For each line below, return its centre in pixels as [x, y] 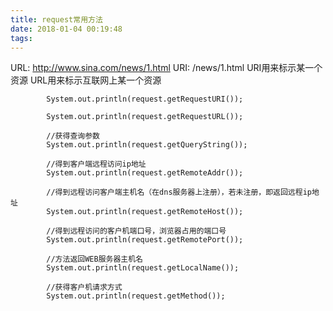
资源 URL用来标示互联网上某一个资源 [86, 80]
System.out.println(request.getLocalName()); [143, 268]
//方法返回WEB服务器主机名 [94, 259]
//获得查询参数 [73, 136]
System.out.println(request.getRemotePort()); [145, 240]
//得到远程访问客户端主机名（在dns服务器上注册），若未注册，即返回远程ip [179, 192]
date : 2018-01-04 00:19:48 [66, 29]
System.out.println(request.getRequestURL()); [145, 117]
